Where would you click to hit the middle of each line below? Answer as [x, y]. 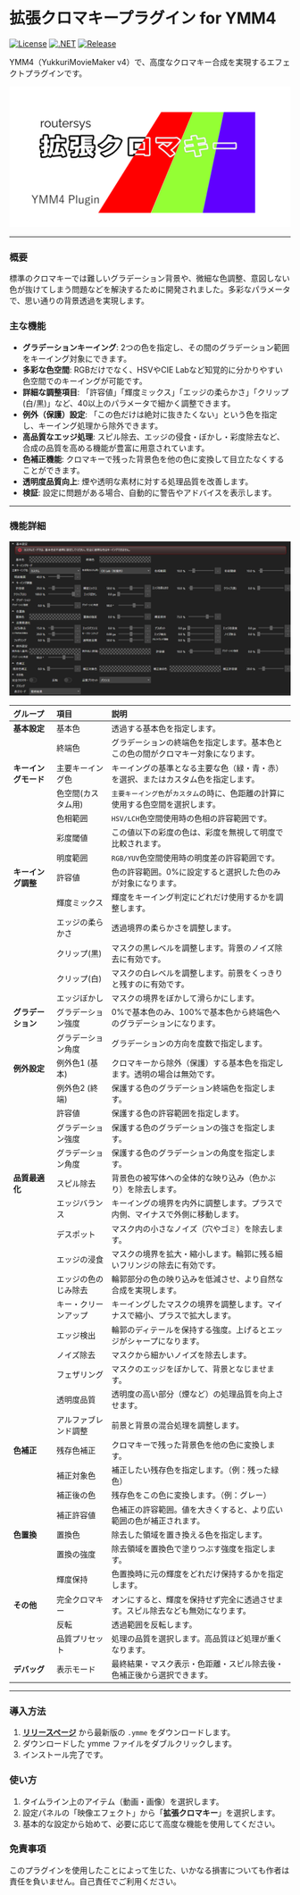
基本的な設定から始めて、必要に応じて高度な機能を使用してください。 [151, 1824]
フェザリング [80, 1375]
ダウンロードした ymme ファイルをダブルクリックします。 [129, 1744]
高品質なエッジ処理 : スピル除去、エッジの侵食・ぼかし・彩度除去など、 [154, 436]
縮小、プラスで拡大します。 [186, 1315]
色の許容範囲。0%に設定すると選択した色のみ [196, 871]
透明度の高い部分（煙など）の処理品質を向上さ [197, 1394]
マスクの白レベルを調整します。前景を [181, 973]
